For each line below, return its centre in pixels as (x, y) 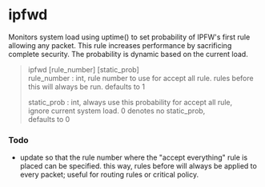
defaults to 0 (49, 119)
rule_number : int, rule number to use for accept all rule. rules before (141, 78)
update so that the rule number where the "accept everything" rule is (134, 157)
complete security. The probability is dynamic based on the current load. (128, 54)
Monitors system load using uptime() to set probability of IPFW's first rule (129, 37)
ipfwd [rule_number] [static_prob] (84, 69)
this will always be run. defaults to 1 (86, 87)
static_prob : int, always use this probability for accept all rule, (130, 102)
